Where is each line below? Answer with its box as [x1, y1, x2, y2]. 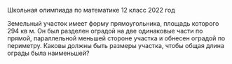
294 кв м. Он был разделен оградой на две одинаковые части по [7, 27, 203, 35]
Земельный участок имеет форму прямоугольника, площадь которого [7, 19, 219, 27]
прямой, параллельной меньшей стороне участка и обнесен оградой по [7, 34, 226, 42]
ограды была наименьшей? [7, 49, 90, 57]
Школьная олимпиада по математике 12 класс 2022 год [7, 6, 175, 14]
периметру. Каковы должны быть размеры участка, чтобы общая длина [7, 42, 224, 49]
